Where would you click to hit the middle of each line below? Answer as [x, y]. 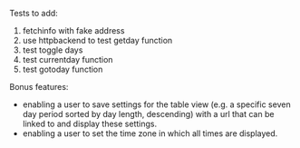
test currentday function [68, 59]
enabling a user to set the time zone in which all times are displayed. [150, 133]
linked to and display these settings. [89, 123]
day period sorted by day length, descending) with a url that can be [148, 114]
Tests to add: [34, 13]
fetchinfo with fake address [73, 30]
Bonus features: [39, 87]
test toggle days [53, 50]
